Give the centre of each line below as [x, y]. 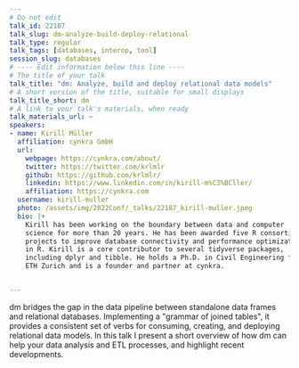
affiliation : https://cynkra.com [87, 192]
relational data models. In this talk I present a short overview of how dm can [148, 335]
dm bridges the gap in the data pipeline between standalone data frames [143, 307]
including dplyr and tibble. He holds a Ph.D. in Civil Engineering [155, 258]
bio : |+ [32, 216]
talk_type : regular [45, 42]
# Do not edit [36, 17]
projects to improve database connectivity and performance [139, 241]
